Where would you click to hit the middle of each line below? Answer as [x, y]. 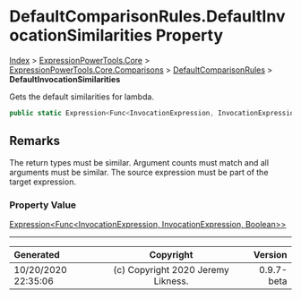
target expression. [43, 182]
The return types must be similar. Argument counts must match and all [139, 162]
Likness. [171, 281]
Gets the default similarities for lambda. [82, 97]
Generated [37, 254]
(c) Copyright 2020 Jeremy [172, 269]
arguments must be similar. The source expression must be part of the [139, 172]
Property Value [43, 205]
